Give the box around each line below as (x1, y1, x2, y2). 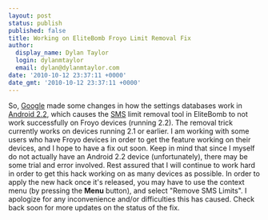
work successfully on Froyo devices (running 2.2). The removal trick (8, 118, 234, 127)
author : (8, 42, 34, 50)
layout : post (8, 11, 52, 20)
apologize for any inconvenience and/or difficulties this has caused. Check (8, 194, 255, 204)
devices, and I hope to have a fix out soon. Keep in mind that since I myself (8, 143, 255, 153)
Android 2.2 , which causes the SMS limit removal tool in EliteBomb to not (8, 109, 248, 118)
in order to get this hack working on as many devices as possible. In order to (8, 169, 260, 178)
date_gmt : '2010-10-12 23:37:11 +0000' (8, 78, 142, 86)
